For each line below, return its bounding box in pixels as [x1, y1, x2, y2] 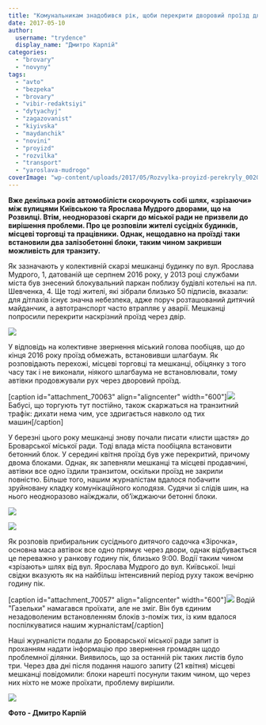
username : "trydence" [15, 33, 87, 42]
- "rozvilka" [15, 151, 59, 159]
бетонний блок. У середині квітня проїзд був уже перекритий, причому [8, 449, 250, 459]
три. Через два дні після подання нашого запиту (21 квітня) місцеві [8, 661, 235, 670]
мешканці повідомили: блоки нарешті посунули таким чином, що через [8, 669, 251, 678]
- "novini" [15, 136, 51, 145]
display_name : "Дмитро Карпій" [15, 41, 119, 49]
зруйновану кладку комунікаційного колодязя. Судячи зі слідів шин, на [8, 483, 249, 492]
